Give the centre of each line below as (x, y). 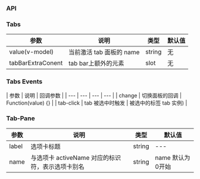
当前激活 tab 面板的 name (104, 52)
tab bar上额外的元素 (96, 64)
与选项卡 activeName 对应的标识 (76, 158)
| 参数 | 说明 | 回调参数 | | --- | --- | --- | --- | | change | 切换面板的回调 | (94, 95)
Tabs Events (24, 81)
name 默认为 (173, 158)
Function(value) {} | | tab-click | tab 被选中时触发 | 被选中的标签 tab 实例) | (97, 103)
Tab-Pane (21, 118)
